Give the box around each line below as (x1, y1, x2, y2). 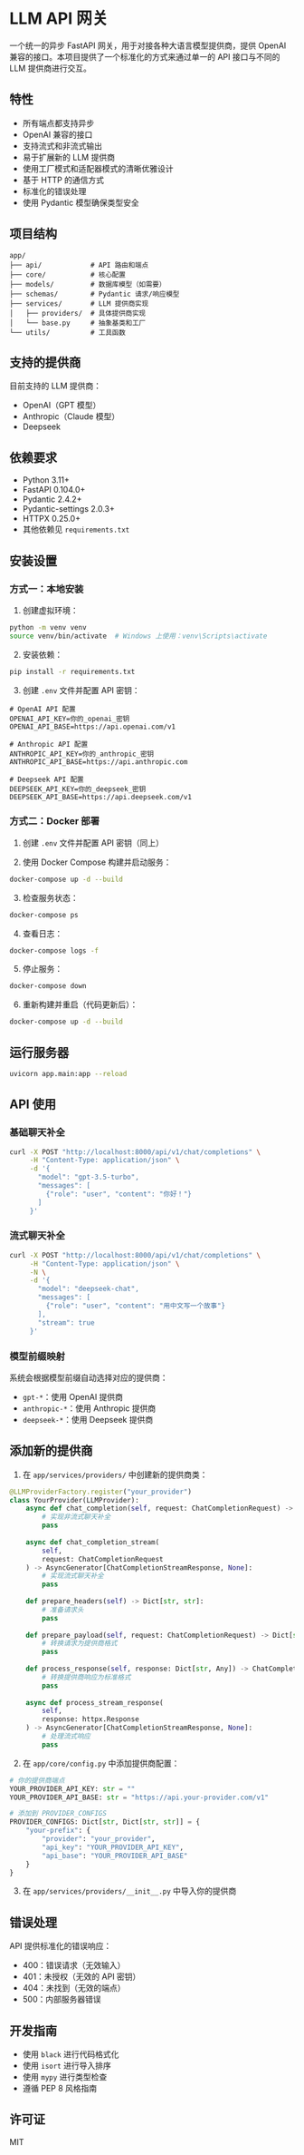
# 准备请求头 (42, 1605, 84, 1614)
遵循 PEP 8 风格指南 (22, 2083, 98, 2094)
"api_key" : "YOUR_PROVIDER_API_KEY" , (42, 1843, 184, 1852)
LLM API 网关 (9, 8, 109, 29)
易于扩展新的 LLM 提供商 (22, 152, 116, 162)
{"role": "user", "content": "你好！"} (45, 1190, 193, 1199)
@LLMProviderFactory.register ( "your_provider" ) (9, 1487, 193, 1496)
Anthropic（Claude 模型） (22, 411, 120, 422)
